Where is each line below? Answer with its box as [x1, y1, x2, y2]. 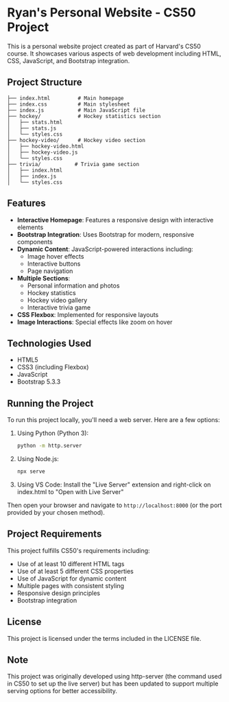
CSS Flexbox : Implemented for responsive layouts [16, 310, 159, 318]
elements [16, 223, 44, 231]
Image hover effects [27, 252, 84, 260]
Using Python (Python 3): [16, 429, 89, 437]
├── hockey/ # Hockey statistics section [7, 113, 161, 119]
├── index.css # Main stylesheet [7, 101, 130, 108]
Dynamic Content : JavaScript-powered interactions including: [16, 245, 193, 253]
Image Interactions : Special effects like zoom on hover [16, 318, 173, 326]
